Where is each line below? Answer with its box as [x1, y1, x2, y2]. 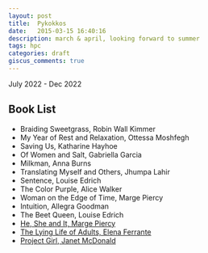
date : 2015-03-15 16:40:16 [8, 27, 106, 35]
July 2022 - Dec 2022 [8, 78, 82, 89]
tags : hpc [8, 42, 42, 50]
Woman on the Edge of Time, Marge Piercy [19, 192, 164, 202]
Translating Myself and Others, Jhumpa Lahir [19, 167, 171, 176]
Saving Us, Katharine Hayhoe [19, 141, 119, 150]
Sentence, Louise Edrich [19, 175, 102, 185]
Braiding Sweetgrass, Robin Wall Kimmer [19, 124, 156, 133]
